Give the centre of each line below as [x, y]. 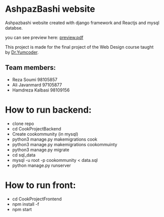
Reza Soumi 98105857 [35, 79]
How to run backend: [48, 110]
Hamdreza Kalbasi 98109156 [41, 90]
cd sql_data [24, 155]
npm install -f [25, 204]
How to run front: [40, 185]
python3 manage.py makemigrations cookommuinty [65, 144]
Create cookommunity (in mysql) [45, 134]
